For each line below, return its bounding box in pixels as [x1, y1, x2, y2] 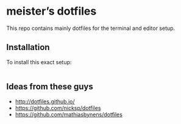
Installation [6, 42, 50, 53]
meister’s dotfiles [6, 4, 97, 18]
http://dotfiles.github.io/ [15, 98, 75, 105]
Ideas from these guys [6, 81, 93, 92]
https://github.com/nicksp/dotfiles [15, 104, 101, 111]
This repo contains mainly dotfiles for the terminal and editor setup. [6, 24, 176, 32]
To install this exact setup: [6, 58, 72, 65]
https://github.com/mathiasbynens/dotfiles [15, 111, 123, 118]
